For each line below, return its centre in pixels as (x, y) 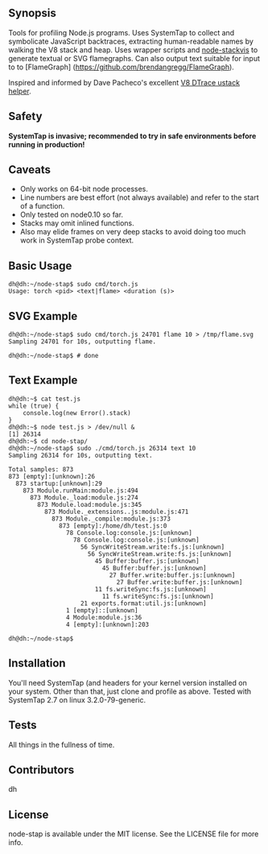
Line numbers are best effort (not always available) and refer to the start (139, 197)
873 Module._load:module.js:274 (84, 497)
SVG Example (43, 316)
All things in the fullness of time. (62, 744)
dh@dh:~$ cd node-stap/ (48, 441)
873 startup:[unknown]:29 (59, 483)
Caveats (29, 170)
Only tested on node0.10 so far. (71, 215)
